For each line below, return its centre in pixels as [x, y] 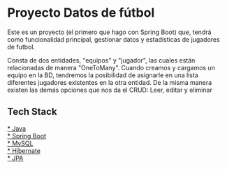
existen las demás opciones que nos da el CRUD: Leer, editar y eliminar [110, 90]
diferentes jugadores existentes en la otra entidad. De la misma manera [110, 82]
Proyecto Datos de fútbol [81, 13]
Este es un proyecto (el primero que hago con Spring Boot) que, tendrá [109, 32]
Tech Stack [32, 112]
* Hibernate [24, 150]
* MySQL [20, 143]
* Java [17, 128]
